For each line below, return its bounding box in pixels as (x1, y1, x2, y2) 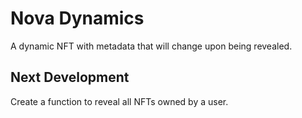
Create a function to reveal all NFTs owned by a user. (10, 95, 229, 107)
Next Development (10, 69, 130, 86)
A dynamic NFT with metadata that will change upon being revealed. (10, 40, 293, 52)
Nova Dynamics (10, 7, 145, 30)
